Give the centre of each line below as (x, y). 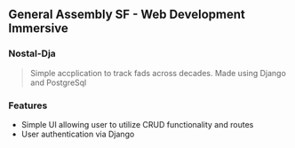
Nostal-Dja (32, 54)
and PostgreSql (58, 82)
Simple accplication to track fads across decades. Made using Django (158, 73)
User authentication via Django (78, 134)
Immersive (38, 29)
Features (28, 105)
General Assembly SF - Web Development (127, 15)
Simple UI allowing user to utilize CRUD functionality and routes (137, 124)
